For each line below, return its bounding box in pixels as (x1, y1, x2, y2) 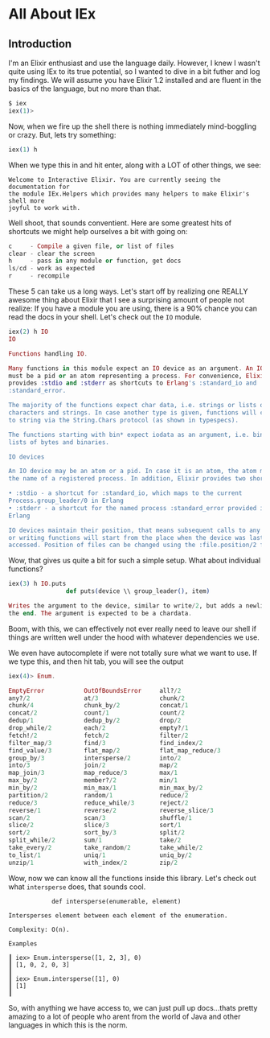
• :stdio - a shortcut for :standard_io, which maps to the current (8, 489, 243, 497)
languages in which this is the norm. (8, 1019, 128, 1030)
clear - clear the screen (8, 249, 95, 257)
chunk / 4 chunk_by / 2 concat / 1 (8, 702, 189, 710)
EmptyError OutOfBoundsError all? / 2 (8, 686, 182, 694)
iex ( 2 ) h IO (8, 327, 48, 336)
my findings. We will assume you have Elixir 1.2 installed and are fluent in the (8, 76, 262, 84)
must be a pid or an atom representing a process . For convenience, (8, 372, 243, 380)
